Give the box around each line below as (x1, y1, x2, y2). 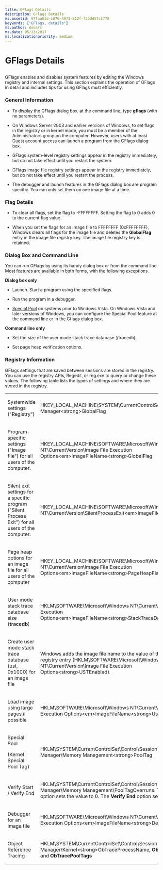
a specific (7, 494, 30, 501)
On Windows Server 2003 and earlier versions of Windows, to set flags (12, 122, 155, 128)
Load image (7, 698, 34, 705)
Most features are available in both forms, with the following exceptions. (5, 268, 149, 274)
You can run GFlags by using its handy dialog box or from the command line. (5, 263, 158, 269)
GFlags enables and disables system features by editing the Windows (5, 74, 144, 80)
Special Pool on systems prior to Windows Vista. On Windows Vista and (12, 306, 156, 312)
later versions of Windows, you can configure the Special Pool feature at (12, 311, 157, 317)
